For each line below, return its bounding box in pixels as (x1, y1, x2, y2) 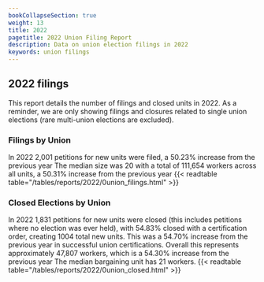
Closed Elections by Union (8, 198, 111, 209)
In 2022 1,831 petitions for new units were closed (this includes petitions (8, 215, 243, 224)
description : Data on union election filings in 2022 (8, 41, 189, 49)
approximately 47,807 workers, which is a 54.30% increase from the (8, 249, 230, 258)
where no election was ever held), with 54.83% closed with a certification (8, 224, 247, 233)
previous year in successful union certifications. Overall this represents (8, 240, 239, 250)
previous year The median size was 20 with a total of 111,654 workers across (8, 161, 257, 170)
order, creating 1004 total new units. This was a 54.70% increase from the (8, 232, 248, 241)
